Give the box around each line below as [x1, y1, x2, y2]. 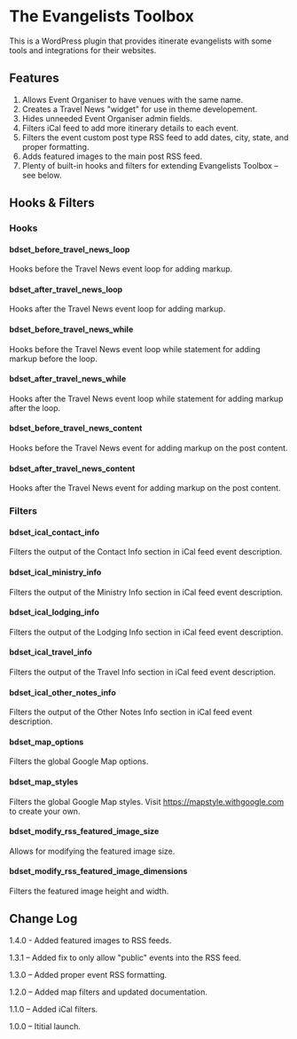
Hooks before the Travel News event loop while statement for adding [9, 343, 261, 354]
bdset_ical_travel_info [9, 647, 93, 657]
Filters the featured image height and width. [9, 886, 169, 897]
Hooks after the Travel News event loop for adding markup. [9, 303, 226, 314]
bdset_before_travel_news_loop [9, 244, 130, 255]
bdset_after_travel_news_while [9, 374, 127, 384]
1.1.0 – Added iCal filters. [9, 1004, 98, 1014]
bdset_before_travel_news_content [9, 423, 143, 434]
